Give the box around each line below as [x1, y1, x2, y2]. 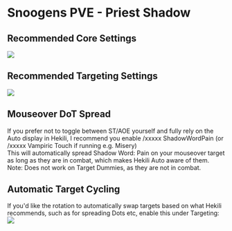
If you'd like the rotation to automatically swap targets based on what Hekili [7, 202, 222, 210]
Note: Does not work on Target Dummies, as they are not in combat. [7, 163, 202, 172]
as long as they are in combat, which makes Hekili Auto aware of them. [7, 156, 210, 164]
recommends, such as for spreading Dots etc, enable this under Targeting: [7, 209, 220, 217]
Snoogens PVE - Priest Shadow [7, 5, 191, 21]
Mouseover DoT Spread [7, 109, 111, 120]
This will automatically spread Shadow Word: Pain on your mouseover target [7, 149, 225, 157]
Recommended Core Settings [7, 33, 137, 44]
